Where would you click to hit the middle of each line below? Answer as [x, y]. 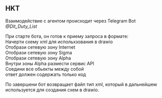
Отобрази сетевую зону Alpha [38, 58]
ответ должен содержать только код [46, 74]
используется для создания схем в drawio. [52, 90]
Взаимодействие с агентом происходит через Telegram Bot [70, 21]
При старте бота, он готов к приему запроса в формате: [67, 36]
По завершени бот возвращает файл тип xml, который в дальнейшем [81, 84]
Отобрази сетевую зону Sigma [39, 52]
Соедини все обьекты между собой [45, 69]
